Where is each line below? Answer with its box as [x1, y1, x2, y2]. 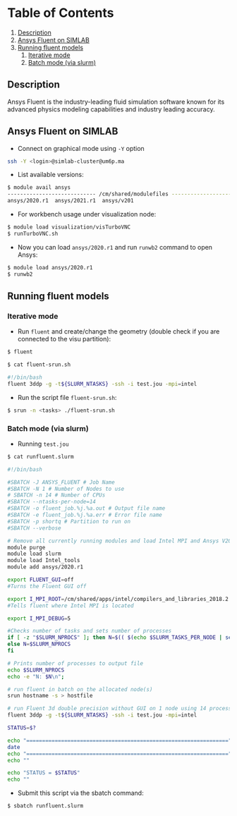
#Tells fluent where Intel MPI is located [7, 602, 134, 609]
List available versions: [17, 171, 84, 179]
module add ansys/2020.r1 [7, 564, 83, 571]
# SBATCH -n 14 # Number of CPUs [7, 492, 106, 499]
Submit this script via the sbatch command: [17, 788, 144, 798]
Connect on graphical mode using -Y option [17, 144, 145, 152]
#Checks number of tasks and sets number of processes [7, 628, 172, 635]
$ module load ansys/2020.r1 [7, 264, 93, 271]
